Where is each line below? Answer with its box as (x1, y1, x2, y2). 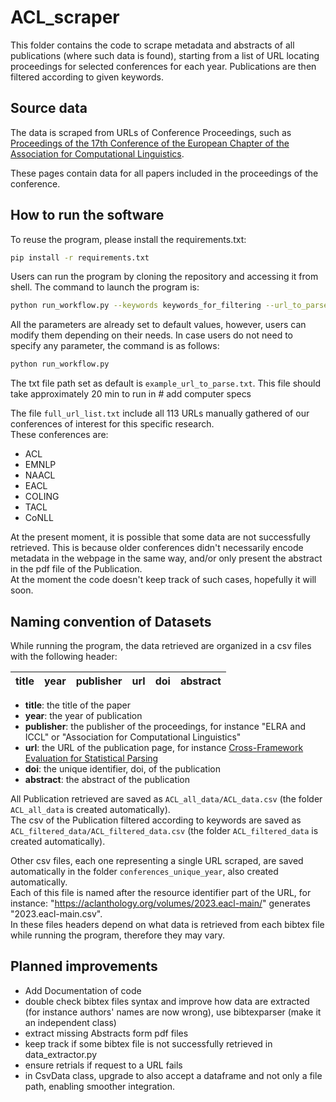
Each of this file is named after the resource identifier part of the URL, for (10, 887, 312, 898)
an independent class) (24, 1016, 117, 1028)
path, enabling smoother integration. (24, 1080, 175, 1092)
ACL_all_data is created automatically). (10, 804, 171, 815)
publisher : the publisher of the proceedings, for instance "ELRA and (24, 721, 306, 732)
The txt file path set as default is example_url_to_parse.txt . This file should (10, 377, 321, 390)
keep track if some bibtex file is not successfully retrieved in (24, 1037, 273, 1050)
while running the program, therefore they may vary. (10, 929, 226, 941)
